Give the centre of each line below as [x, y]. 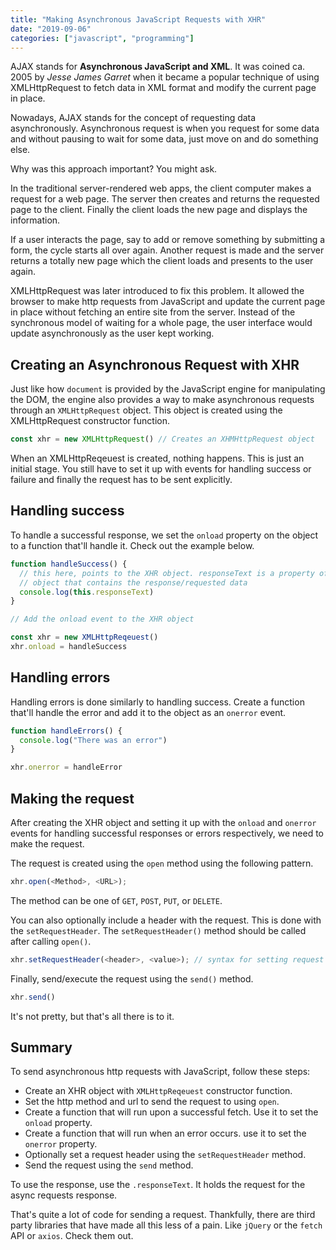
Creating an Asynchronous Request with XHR [155, 364]
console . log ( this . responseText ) [87, 592]
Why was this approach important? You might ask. [114, 169]
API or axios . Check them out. [72, 1236]
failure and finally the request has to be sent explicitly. [121, 480]
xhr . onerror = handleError [66, 767]
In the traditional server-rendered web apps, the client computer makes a [161, 188]
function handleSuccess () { [69, 564]
